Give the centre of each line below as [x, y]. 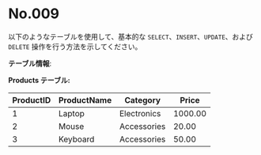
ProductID [32, 100]
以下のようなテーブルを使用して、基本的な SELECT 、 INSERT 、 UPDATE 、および [130, 36]
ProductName [85, 100]
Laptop [72, 113]
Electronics [140, 113]
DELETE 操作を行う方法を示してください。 [75, 46]
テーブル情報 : [30, 63]
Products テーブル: [39, 80]
